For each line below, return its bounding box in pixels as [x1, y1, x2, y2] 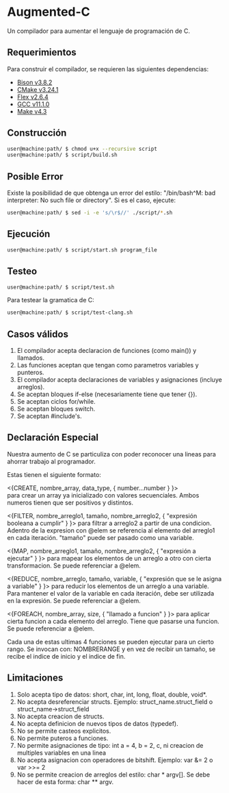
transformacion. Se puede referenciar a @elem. [7, 561, 142, 570]
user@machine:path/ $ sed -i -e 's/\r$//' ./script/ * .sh [7, 210, 173, 217]
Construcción [7, 127, 67, 139]
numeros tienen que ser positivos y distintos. [7, 498, 133, 507]
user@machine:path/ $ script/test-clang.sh [7, 309, 133, 316]
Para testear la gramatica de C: [7, 296, 94, 304]
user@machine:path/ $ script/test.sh [7, 284, 115, 291]
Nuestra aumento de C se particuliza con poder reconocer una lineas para [7, 450, 217, 458]
